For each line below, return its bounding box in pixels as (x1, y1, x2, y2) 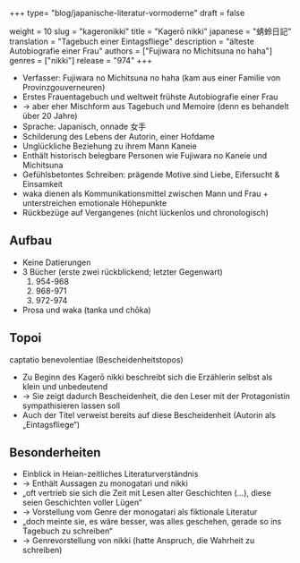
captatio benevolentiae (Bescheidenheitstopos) (9, 354, 184, 365)
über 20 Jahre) (21, 111, 78, 121)
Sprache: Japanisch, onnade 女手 (21, 121, 147, 132)
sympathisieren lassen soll (21, 400, 121, 411)
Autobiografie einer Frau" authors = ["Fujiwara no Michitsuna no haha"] (9, 46, 273, 56)
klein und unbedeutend (21, 380, 108, 392)
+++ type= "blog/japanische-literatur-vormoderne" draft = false (9, 8, 245, 18)
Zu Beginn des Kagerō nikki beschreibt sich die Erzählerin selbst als (21, 371, 273, 382)
